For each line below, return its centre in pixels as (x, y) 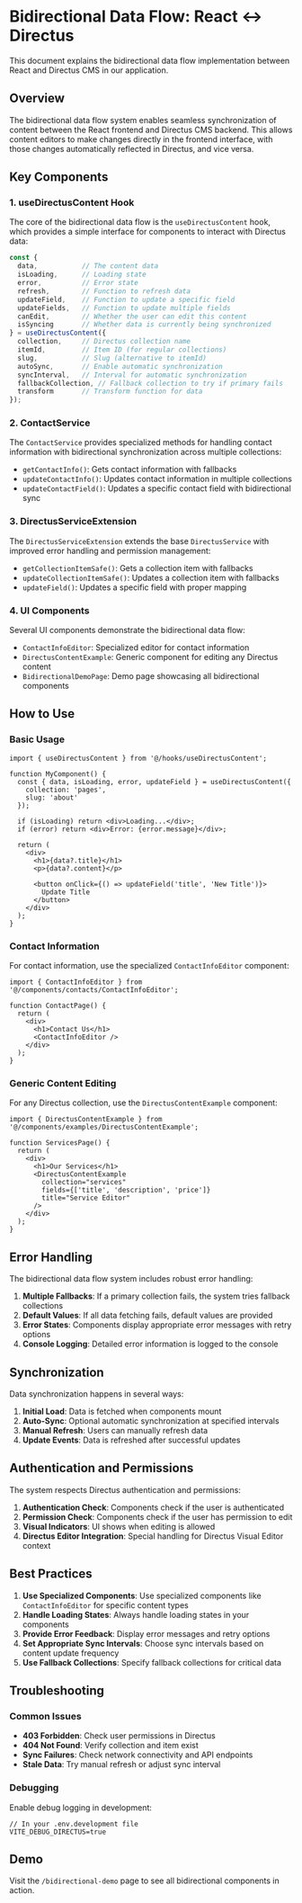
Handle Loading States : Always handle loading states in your (136, 1614)
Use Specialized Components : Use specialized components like (142, 1595)
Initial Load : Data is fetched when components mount (122, 1411)
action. (22, 1890)
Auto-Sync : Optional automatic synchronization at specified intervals (151, 1421)
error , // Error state (78, 283)
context (36, 1545)
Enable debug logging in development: (81, 1807)
